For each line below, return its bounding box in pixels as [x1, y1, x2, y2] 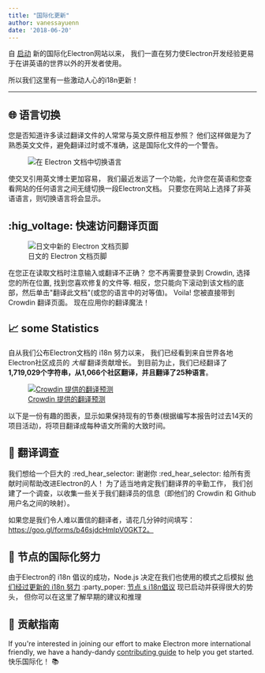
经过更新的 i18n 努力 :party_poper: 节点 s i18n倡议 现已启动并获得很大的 [14, 582, 247, 592]
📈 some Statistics [8, 322, 99, 335]
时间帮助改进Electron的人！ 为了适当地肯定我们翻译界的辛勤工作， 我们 [14, 478, 247, 488]
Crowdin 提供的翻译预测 [28, 394, 106, 403]
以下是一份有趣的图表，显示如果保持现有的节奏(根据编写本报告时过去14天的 [8, 411, 253, 421]
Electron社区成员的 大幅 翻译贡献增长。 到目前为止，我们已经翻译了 [8, 357, 228, 367]
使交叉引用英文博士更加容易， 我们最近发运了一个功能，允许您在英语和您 [8, 174, 245, 184]
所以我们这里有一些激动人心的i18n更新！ [8, 76, 140, 85]
